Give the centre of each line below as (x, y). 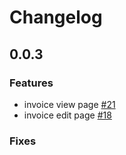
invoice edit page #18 (67, 115)
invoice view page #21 (69, 104)
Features (31, 83)
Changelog (56, 17)
